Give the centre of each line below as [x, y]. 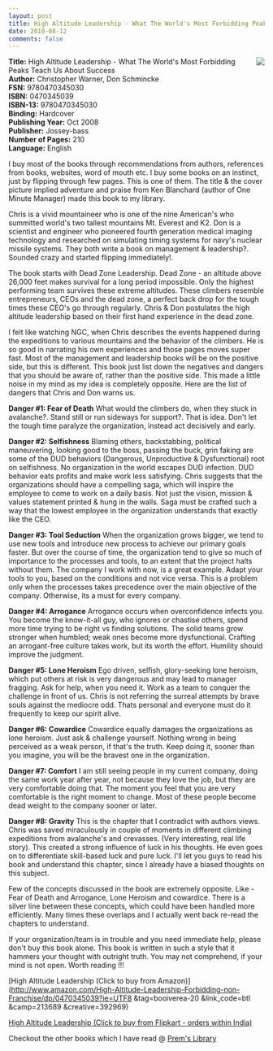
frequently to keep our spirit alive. [65, 713]
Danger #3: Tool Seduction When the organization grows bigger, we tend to [136, 535]
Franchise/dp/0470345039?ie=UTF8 [70, 998]
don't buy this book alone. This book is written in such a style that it [121, 948]
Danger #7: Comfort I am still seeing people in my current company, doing [133, 771]
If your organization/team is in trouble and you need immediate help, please [135, 940]
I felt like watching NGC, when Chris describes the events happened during [134, 332]
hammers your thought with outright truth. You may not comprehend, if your [135, 957]
